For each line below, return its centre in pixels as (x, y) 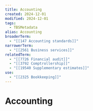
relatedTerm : (18, 55)
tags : (10, 23)
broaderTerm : (18, 37)
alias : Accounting (23, 32)
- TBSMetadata (23, 28)
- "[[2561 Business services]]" (42, 50)
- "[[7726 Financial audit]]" (40, 59)
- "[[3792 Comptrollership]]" (40, 63)
